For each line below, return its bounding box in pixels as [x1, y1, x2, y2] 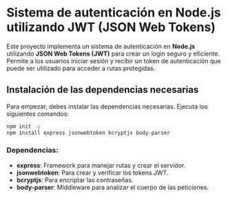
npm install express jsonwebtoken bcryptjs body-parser [6, 129, 170, 136]
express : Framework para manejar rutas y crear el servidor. [16, 161, 186, 169]
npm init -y [6, 122, 41, 130]
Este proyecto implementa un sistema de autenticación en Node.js [6, 42, 196, 50]
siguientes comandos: [6, 109, 70, 118]
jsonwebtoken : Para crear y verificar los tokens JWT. [16, 168, 169, 177]
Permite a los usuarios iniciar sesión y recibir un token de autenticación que [6, 56, 221, 65]
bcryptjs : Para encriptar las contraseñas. [16, 175, 134, 184]
